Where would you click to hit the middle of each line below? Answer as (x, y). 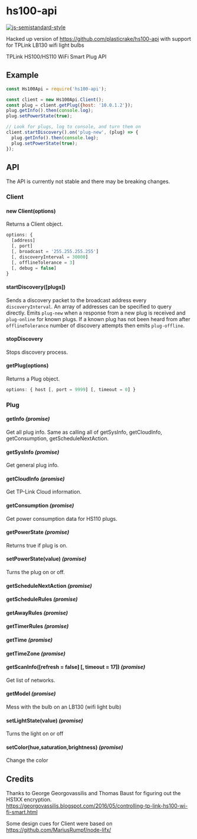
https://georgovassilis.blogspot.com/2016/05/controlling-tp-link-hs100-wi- (97, 806)
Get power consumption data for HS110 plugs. (62, 518)
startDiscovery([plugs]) (36, 287)
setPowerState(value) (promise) (46, 559)
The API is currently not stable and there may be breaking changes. (88, 181)
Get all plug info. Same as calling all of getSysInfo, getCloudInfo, (84, 432)
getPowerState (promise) (38, 532)
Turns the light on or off (35, 734)
